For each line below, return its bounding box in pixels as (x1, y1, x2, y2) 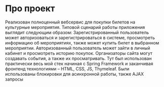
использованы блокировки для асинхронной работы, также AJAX (5, 71, 144, 77)
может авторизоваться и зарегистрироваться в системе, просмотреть (5, 35, 155, 41)
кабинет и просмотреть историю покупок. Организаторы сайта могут (5, 50, 153, 56)
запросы (5, 76, 24, 82)
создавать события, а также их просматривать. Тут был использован (5, 55, 152, 61)
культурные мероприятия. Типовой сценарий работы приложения (5, 24, 145, 30)
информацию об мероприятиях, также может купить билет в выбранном (5, 40, 159, 45)
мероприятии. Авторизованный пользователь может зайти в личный (5, 45, 150, 51)
